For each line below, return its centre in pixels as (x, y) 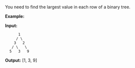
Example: (15, 16)
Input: (11, 26)
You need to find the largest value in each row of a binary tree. (68, 7)
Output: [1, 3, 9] (21, 60)
